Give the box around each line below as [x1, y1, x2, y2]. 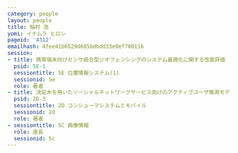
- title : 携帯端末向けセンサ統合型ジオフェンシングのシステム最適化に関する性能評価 [7, 56, 226, 63]
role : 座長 [13, 128, 44, 135]
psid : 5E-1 [13, 63, 46, 70]
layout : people [7, 17, 52, 24]
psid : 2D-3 [13, 96, 46, 103]
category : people [7, 10, 59, 18]
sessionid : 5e [13, 75, 55, 83]
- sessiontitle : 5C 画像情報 [7, 121, 89, 129]
